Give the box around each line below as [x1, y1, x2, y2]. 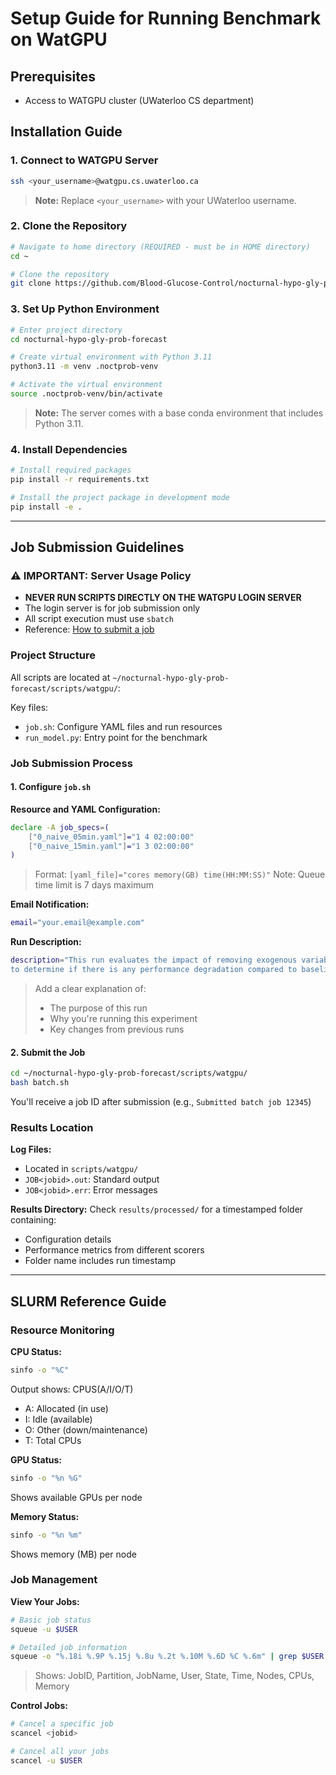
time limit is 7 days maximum [34, 879, 155, 891]
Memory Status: [10, 1510, 80, 1522]
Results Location [10, 1120, 94, 1134]
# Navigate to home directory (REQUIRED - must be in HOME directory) [10, 242, 311, 252]
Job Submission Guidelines [10, 539, 185, 556]
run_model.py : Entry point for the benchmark [24, 731, 208, 743]
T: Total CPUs [24, 1434, 82, 1446]
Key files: [10, 701, 49, 713]
